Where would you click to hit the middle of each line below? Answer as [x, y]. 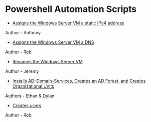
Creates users [27, 105]
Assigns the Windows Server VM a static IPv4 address [68, 23]
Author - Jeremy [22, 71]
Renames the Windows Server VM [48, 61]
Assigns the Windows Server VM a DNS [53, 42]
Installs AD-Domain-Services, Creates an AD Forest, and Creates [79, 81]
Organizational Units [33, 86]
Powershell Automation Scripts [71, 9]
